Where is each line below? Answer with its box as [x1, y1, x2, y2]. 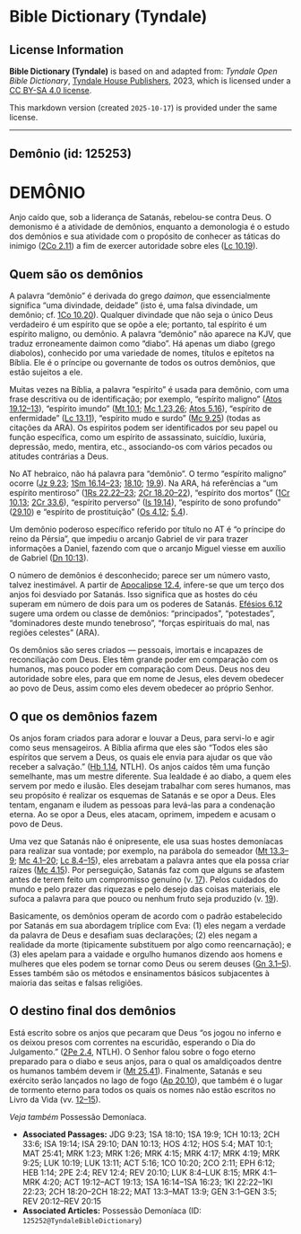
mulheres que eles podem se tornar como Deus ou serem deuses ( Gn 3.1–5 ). [9, 958, 292, 969]
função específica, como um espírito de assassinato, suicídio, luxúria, [9, 432, 267, 443]
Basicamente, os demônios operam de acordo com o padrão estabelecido [9, 910, 283, 921]
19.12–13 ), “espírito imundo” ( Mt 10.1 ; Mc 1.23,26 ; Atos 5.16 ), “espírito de [9, 403, 272, 414]
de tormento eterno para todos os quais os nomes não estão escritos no [9, 1084, 276, 1095]
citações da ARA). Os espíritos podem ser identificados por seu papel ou [9, 422, 279, 433]
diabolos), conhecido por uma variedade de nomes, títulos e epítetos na [9, 348, 275, 358]
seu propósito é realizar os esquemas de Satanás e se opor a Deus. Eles [9, 789, 276, 800]
